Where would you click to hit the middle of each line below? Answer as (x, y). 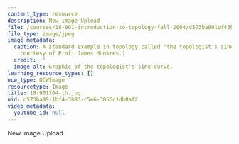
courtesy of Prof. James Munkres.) (73, 54)
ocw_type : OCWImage (36, 80)
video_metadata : (31, 106)
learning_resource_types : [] (51, 73)
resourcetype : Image (38, 87)
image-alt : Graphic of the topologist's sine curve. (94, 67)
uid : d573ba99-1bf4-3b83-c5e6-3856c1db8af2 (73, 100)
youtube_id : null (39, 113)
